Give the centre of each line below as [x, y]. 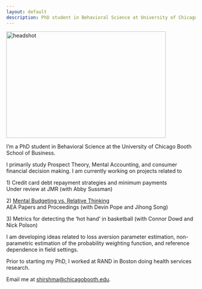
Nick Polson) [22, 225]
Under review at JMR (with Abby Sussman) [60, 189]
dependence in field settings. [42, 249]
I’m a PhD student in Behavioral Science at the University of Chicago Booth [99, 146]
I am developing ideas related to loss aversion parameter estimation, [91, 237]
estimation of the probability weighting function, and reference [112, 243]
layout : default [26, 12]
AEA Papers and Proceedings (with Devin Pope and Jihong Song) [87, 207]
